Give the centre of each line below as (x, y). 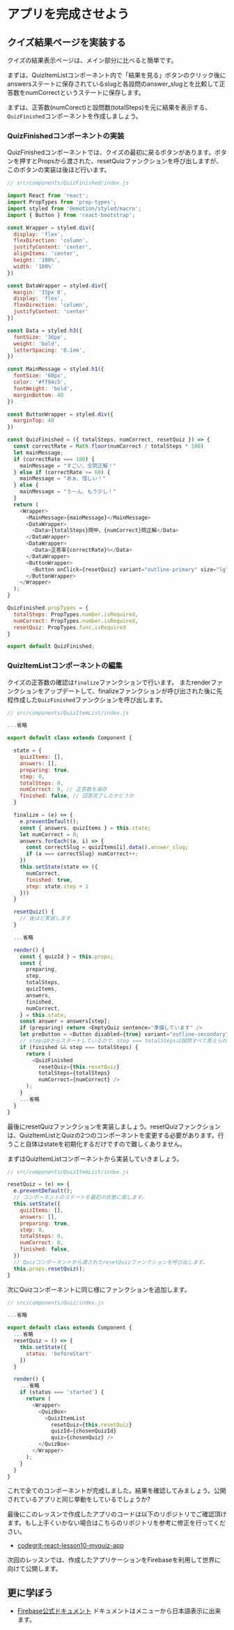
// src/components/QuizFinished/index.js (68, 183)
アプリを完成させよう (69, 14)
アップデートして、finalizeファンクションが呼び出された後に (130, 691)
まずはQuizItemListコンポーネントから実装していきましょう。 (95, 1159)
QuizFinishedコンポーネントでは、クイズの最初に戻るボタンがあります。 (111, 152)
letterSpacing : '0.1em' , (49, 350)
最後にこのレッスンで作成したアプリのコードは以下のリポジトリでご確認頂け (117, 1514)
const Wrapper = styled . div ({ (51, 227)
